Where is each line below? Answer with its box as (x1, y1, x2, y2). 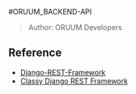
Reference (8, 46, 62, 60)
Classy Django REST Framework (19, 76, 128, 86)
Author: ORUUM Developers (28, 23, 123, 32)
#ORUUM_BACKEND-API (8, 7, 92, 16)
